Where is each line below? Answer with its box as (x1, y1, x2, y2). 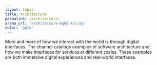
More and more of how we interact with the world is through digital (5, 39, 139, 44)
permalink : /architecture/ (5, 16, 60, 21)
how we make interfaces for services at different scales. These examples (5, 49, 152, 55)
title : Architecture (5, 12, 47, 17)
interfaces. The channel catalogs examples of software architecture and (5, 44, 150, 50)
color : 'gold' (5, 25, 34, 30)
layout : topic (5, 7, 34, 12)
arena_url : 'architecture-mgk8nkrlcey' (5, 21, 86, 26)
